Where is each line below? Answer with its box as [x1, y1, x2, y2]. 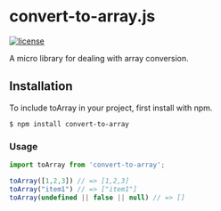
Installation [9, 78, 73, 94]
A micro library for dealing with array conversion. [9, 53, 189, 63]
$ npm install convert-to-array [9, 119, 129, 128]
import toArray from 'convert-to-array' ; [9, 160, 166, 170]
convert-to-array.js [9, 6, 156, 27]
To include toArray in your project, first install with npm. [9, 102, 213, 113]
